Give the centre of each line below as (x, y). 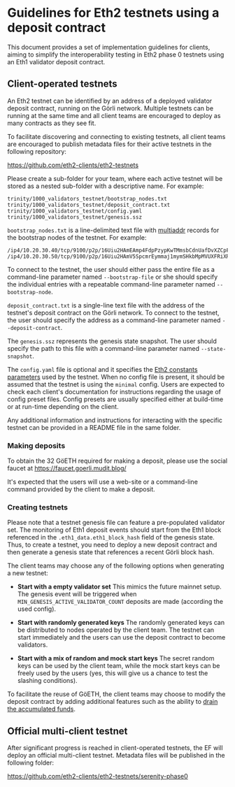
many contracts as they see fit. (52, 123)
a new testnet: (28, 573)
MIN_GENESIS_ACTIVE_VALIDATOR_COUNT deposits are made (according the (120, 602)
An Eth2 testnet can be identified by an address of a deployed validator (110, 101)
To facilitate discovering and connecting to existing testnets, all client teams (116, 136)
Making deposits (36, 445)
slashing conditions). (48, 681)
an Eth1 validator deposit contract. (56, 62)
